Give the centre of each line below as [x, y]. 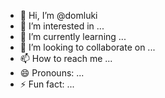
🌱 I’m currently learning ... [73, 36]
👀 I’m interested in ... [62, 26]
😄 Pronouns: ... [52, 73]
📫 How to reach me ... [66, 58]
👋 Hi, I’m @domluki [58, 15]
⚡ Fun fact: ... [47, 84]
